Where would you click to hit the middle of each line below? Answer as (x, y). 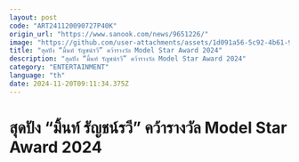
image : (21, 42)
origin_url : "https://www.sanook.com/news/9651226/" (109, 34)
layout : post (33, 17)
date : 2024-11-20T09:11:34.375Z (69, 84)
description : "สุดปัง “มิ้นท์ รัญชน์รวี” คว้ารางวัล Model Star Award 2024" (128, 59)
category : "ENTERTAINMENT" (59, 68)
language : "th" (37, 76)
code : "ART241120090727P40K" (63, 26)
